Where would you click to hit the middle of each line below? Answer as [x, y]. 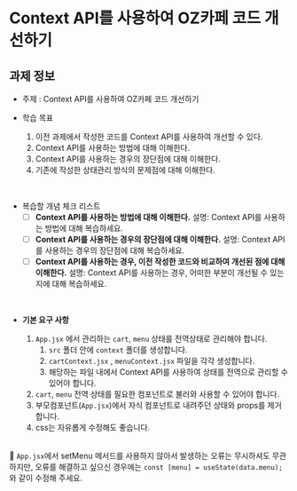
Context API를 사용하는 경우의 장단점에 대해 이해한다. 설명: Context [152, 240]
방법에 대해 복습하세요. [84, 228]
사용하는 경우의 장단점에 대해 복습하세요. [115, 250]
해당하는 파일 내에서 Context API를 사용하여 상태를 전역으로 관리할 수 [168, 372]
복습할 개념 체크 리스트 [61, 206]
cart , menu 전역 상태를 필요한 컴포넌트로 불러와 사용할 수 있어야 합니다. [157, 394]
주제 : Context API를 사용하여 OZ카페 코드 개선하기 [110, 99]
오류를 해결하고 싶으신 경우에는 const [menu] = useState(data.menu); [159, 467]
